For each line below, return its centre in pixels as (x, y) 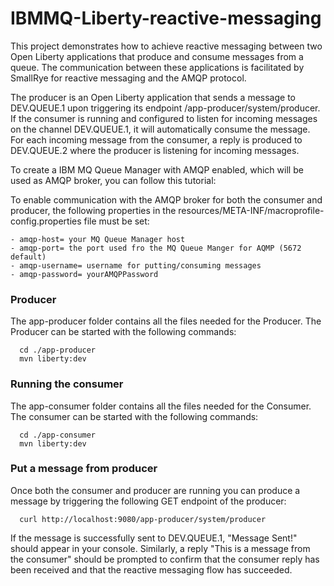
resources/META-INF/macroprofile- (251, 210)
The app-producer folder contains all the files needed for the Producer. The (166, 321)
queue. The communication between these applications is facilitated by (157, 67)
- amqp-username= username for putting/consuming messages (136, 265)
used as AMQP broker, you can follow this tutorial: (113, 180)
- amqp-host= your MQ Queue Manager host (98, 239)
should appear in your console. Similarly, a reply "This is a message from (160, 548)
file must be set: (116, 221)
